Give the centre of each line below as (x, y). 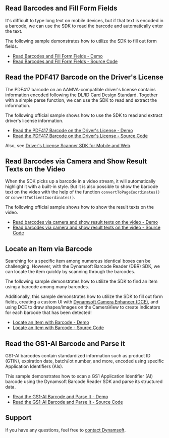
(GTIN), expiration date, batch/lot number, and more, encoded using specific (84, 361)
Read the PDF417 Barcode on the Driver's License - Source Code (80, 136)
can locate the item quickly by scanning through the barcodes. (70, 272)
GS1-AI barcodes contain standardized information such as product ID (78, 356)
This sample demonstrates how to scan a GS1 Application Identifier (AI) (79, 376)
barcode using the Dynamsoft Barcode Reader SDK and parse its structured (84, 382)
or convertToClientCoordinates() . (40, 197)
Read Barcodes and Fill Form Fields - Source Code (65, 61)
